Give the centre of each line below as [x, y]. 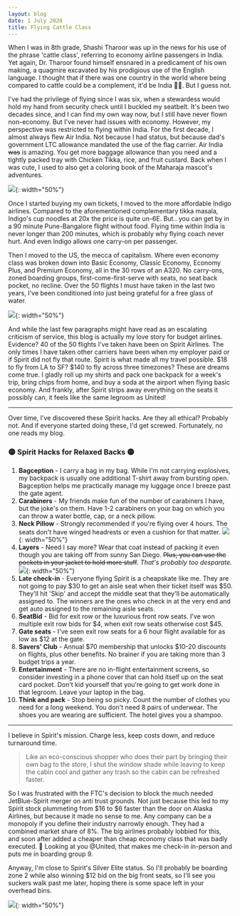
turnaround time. [33, 743]
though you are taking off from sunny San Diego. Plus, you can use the [122, 554]
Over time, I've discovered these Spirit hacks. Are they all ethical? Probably [118, 418]
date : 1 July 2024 [35, 21]
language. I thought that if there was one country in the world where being [117, 78]
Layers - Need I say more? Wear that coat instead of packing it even [119, 547]
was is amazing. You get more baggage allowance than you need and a [113, 152]
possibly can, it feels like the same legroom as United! [87, 397]
